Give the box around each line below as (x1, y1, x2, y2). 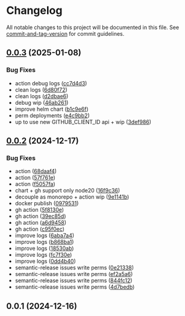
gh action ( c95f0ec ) (14, 225, 65, 233)
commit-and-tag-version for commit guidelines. (6, 30, 125, 37)
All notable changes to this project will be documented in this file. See (6, 24, 180, 31)
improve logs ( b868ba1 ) (14, 239, 74, 246)
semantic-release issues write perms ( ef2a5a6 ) (14, 271, 133, 278)
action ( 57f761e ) (14, 174, 55, 182)
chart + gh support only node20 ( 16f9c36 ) (14, 187, 121, 194)
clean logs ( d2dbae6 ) (14, 92, 69, 100)
